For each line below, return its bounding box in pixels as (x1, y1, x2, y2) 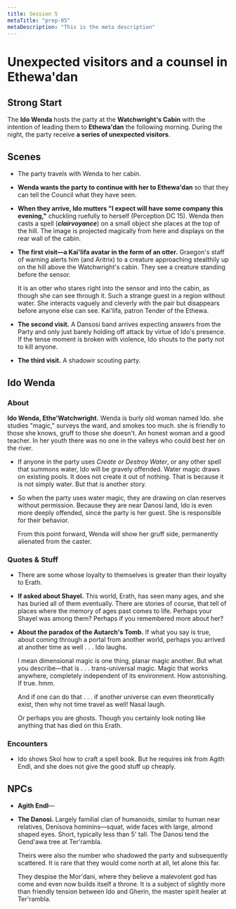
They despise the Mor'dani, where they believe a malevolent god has (17, 872, 217, 881)
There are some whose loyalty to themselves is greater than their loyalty (17, 571, 227, 579)
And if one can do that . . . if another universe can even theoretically (17, 693, 214, 701)
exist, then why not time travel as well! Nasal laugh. (17, 700, 166, 709)
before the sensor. (17, 271, 71, 279)
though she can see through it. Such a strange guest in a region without (17, 292, 225, 300)
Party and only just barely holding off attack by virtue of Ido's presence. (17, 328, 226, 336)
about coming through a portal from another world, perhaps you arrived (17, 636, 225, 644)
